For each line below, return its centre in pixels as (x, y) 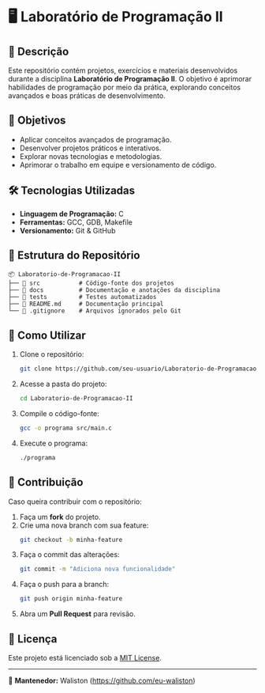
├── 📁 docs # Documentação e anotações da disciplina (114, 290)
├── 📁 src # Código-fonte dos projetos (91, 283)
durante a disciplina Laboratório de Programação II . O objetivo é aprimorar (130, 79)
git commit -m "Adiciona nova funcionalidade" (97, 569)
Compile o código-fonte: (60, 413)
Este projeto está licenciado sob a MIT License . (85, 658)
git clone (36, 369)
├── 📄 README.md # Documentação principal (86, 304)
